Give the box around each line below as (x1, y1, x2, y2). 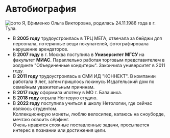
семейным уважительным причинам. (12, 84, 95, 90)
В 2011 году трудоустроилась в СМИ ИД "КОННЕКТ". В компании (12, 73, 156, 79)
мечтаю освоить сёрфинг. (12, 116, 70, 122)
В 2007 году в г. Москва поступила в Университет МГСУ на (12, 51, 144, 58)
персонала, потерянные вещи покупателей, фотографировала (12, 40, 149, 46)
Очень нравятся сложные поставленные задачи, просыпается (12, 122, 150, 128)
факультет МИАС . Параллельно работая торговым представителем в (12, 57, 165, 63)
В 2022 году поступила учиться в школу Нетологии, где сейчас (12, 100, 152, 106)
